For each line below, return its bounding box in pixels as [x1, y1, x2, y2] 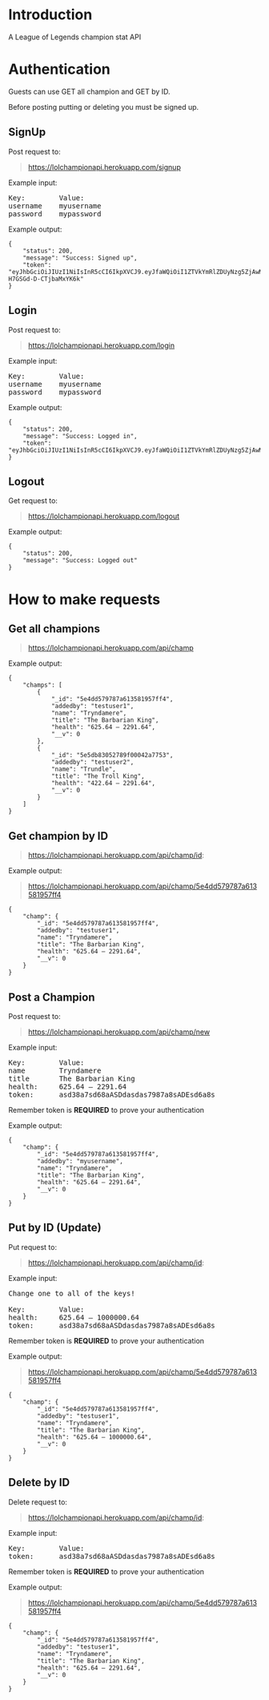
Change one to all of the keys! [8, 1288, 135, 1298]
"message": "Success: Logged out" [22, 557, 138, 565]
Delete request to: [8, 1497, 68, 1507]
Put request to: [8, 1242, 58, 1251]
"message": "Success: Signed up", [22, 254, 138, 262]
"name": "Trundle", [50, 765, 116, 774]
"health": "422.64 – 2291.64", [50, 780, 156, 788]
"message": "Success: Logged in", [22, 432, 138, 440]
